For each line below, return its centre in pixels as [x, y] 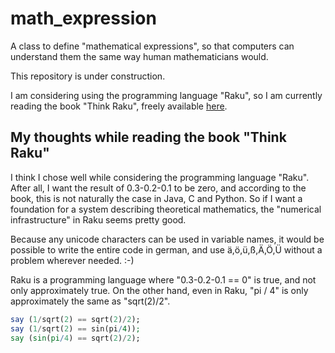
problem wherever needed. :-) [72, 260]
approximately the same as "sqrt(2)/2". [90, 301]
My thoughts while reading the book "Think [148, 137]
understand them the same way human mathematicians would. [139, 56]
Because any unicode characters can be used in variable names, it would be [167, 239]
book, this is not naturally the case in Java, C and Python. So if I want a [156, 198]
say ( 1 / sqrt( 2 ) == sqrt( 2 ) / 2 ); [75, 319]
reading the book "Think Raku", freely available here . [119, 106]
